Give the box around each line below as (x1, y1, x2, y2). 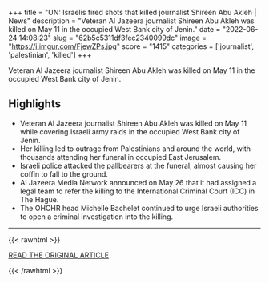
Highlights (8, 97, 62, 111)
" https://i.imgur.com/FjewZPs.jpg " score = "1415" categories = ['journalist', (8, 42, 255, 51)
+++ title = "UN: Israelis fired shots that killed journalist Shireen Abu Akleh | (8, 8, 257, 17)
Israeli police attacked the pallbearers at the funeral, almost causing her (19, 161, 257, 170)
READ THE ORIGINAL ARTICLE (8, 250, 110, 260)
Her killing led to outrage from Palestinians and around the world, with (19, 144, 251, 153)
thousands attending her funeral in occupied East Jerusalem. (19, 152, 222, 161)
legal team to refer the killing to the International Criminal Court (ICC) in (19, 186, 255, 196)
